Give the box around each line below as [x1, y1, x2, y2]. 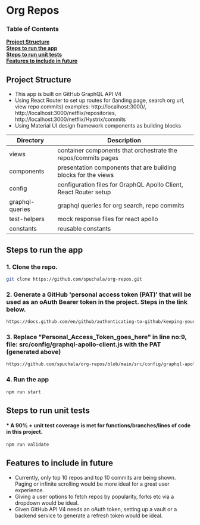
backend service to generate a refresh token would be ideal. [14, 512, 163, 519]
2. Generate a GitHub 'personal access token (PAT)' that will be [6, 290, 192, 299]
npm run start [6, 389, 42, 395]
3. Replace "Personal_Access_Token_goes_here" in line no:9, [6, 333, 187, 341]
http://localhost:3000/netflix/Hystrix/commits [14, 116, 126, 123]
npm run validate [6, 442, 49, 448]
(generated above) [6, 347, 61, 356]
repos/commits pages [57, 154, 119, 162]
